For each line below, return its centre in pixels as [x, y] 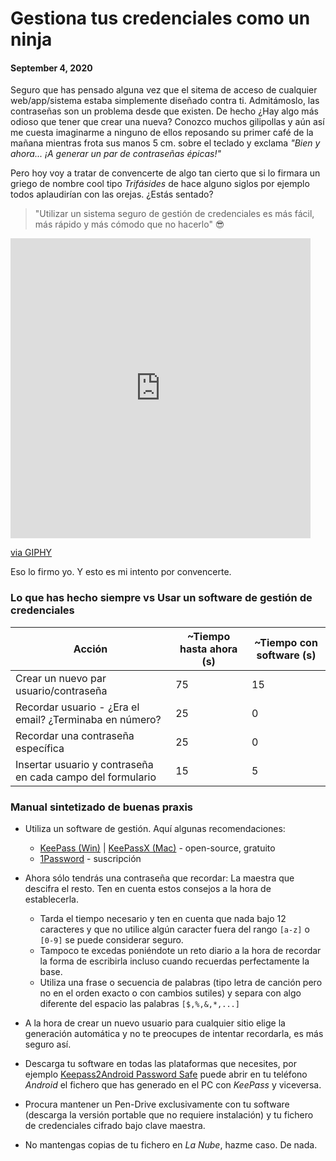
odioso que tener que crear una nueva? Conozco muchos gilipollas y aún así [167, 122]
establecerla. [51, 899]
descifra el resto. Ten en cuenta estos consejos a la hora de [148, 888]
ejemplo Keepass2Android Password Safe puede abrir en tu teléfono [166, 1074]
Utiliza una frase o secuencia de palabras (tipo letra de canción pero [181, 982]
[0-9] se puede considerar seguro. [111, 939]
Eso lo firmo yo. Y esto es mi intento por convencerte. [121, 572]
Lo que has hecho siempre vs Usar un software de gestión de [161, 598]
